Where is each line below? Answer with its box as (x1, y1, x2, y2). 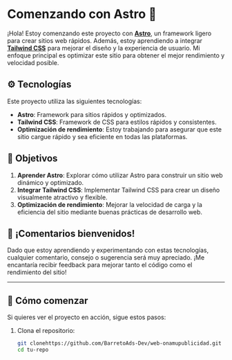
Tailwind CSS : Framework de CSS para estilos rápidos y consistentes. (17, 118, 217, 126)
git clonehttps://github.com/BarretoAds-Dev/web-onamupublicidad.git (17, 340, 222, 347)
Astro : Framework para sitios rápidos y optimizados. (17, 110, 167, 118)
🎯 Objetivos (7, 152, 58, 165)
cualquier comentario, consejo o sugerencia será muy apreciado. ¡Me (7, 253, 205, 262)
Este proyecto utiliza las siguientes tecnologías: (7, 97, 142, 105)
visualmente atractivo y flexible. (17, 193, 108, 201)
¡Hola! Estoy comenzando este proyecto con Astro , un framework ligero (7, 29, 212, 37)
